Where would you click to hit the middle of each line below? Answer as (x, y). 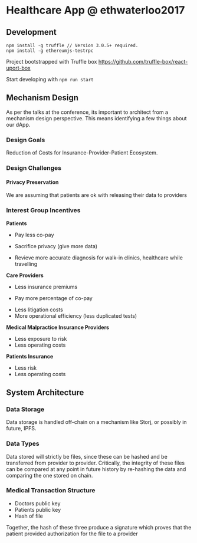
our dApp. (18, 124)
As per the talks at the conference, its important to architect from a (87, 112)
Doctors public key (37, 503)
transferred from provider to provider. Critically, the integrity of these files (95, 463)
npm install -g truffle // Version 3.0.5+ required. (72, 45)
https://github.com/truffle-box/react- (143, 62)
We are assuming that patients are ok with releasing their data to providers (97, 195)
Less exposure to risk (41, 338)
